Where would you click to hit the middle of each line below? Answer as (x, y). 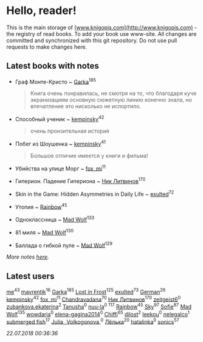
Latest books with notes (53, 66)
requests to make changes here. (46, 47)
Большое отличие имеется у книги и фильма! (89, 155)
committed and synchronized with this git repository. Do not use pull (92, 40)
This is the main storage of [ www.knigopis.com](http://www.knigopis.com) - (102, 27)
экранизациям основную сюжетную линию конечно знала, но (111, 100)
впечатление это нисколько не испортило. (86, 106)
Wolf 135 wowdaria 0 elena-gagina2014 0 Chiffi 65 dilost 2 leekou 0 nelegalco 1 (98, 314)
